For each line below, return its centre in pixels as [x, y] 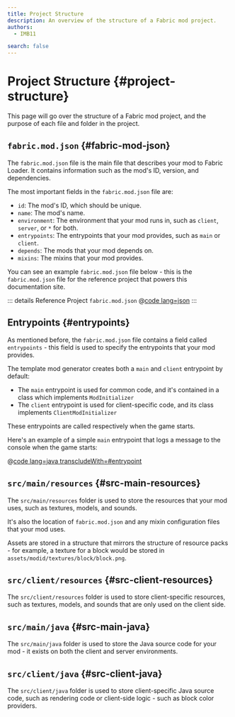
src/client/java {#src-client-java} [85, 673]
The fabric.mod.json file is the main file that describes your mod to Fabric [115, 163]
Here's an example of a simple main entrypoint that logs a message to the [114, 440]
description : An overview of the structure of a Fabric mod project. [112, 21]
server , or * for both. [48, 228]
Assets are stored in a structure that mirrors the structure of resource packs [118, 543]
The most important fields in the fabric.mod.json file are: [90, 191]
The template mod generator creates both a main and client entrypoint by [115, 368]
